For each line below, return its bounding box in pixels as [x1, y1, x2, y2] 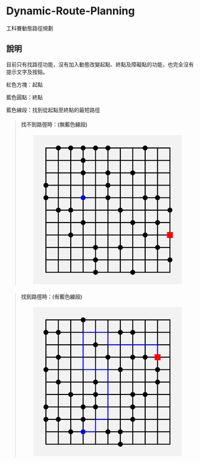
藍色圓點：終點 [6, 94, 43, 101]
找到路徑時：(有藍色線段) [20, 293, 83, 300]
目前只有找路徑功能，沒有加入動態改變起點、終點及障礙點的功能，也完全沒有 [6, 61, 194, 68]
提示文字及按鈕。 [6, 68, 48, 75]
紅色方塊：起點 [6, 81, 43, 88]
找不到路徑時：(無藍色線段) [20, 121, 88, 128]
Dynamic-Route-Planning [6, 4, 135, 18]
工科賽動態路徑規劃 [6, 24, 54, 32]
